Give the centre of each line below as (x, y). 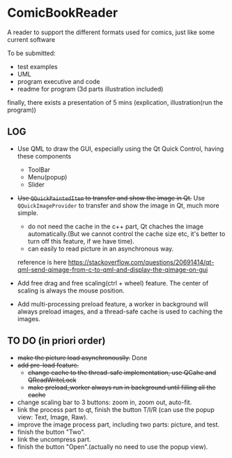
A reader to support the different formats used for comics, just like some (111, 32)
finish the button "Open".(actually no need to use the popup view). (113, 446)
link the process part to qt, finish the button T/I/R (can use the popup (116, 409)
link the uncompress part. (54, 439)
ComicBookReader (63, 13)
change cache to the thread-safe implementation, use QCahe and (122, 372)
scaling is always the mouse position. (71, 290)
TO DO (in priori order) (56, 341)
